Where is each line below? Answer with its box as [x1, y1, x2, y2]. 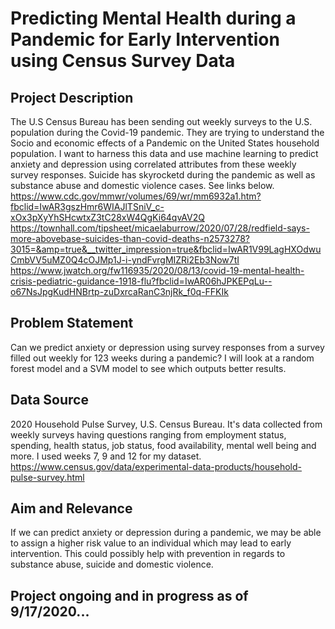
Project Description [10, 89, 134, 106]
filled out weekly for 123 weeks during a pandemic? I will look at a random [10, 352, 315, 364]
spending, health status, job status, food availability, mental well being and [10, 439, 317, 451]
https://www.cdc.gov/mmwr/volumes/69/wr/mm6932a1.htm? [10, 190, 262, 202]
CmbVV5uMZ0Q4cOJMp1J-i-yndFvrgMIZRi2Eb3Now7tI [10, 254, 240, 266]
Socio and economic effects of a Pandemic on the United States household [10, 137, 320, 149]
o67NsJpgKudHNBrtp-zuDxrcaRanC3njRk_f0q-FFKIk [10, 286, 229, 297]
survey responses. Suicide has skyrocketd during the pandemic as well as [10, 169, 316, 181]
